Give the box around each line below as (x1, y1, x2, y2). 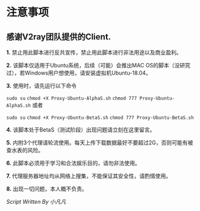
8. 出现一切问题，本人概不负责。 (6, 186, 88, 192)
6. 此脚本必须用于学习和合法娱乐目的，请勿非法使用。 (6, 159, 141, 167)
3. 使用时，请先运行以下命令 (6, 82, 77, 89)
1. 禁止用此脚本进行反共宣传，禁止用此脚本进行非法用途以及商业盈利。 (6, 49, 182, 56)
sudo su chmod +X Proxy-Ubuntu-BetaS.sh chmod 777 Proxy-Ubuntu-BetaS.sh (6, 115, 194, 121)
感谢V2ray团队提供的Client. (6, 32, 111, 42)
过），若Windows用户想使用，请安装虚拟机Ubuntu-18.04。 (6, 69, 152, 76)
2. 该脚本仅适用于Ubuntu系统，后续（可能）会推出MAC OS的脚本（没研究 (6, 62, 191, 69)
